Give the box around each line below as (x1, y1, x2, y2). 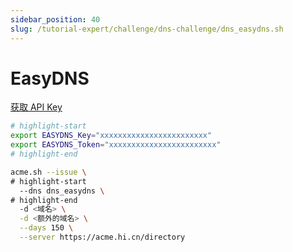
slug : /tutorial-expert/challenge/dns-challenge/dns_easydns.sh (10, 24, 284, 34)
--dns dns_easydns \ (19, 186, 105, 196)
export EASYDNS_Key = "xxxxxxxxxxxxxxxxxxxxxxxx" (10, 131, 213, 141)
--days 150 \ (19, 223, 74, 233)
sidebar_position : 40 (10, 14, 101, 25)
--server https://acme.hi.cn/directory (19, 232, 186, 243)
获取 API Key (10, 101, 63, 113)
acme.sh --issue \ (10, 167, 87, 177)
